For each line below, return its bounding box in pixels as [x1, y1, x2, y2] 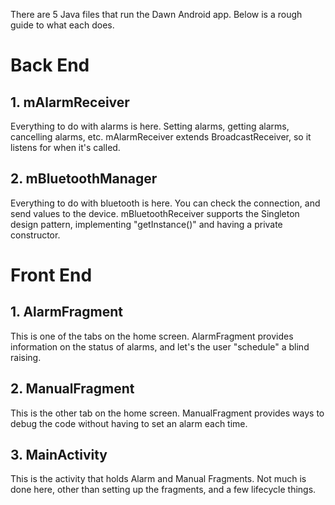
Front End [10, 264, 93, 286]
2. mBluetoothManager [10, 170, 158, 188]
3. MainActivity [10, 447, 108, 464]
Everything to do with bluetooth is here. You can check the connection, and [10, 197, 321, 209]
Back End [10, 54, 90, 77]
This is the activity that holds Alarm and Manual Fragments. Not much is [10, 473, 307, 485]
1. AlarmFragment [10, 304, 123, 321]
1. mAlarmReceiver [10, 94, 130, 111]
